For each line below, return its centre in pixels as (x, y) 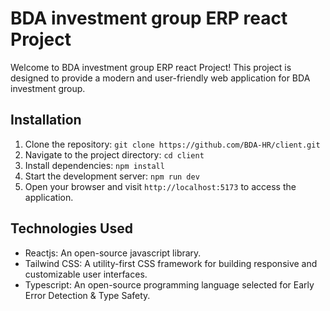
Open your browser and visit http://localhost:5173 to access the (160, 186)
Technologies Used (71, 228)
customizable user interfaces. (86, 274)
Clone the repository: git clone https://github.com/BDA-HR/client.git (172, 144)
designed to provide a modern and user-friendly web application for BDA (160, 78)
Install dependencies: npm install (94, 165)
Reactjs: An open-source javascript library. (113, 253)
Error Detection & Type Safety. (87, 295)
